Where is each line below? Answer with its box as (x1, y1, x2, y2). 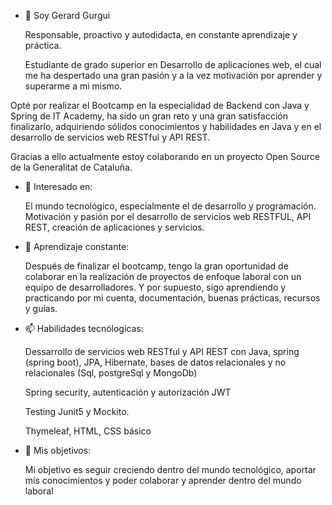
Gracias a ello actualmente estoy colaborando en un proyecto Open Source (10, 151, 320, 162)
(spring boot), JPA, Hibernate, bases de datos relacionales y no (24, 356, 287, 368)
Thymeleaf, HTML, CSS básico (24, 425, 152, 437)
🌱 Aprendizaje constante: (24, 241, 130, 252)
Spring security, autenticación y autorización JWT (24, 386, 232, 398)
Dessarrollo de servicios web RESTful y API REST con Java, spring (24, 346, 300, 357)
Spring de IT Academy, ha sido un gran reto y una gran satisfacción (10, 110, 288, 122)
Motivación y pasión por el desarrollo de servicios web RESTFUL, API (24, 211, 312, 222)
